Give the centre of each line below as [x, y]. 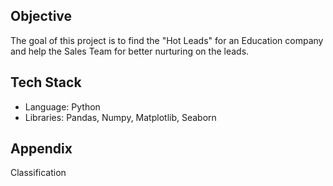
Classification [38, 173]
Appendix [41, 149]
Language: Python [62, 106]
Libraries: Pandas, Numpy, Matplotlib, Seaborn [120, 117]
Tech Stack [46, 82]
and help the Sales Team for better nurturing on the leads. [130, 51]
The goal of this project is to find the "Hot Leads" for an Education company [167, 40]
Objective [41, 16]
